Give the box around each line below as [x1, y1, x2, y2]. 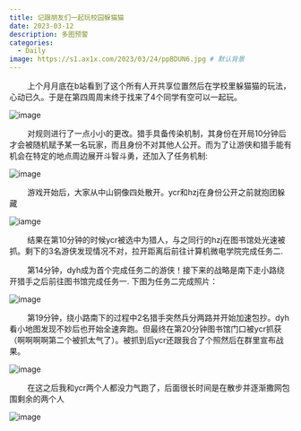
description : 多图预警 [9, 30, 89, 39]
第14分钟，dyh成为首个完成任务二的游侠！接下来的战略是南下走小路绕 [26, 265, 285, 275]
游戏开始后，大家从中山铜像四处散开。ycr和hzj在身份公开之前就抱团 [26, 187, 278, 197]
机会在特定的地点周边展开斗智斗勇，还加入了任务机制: [9, 151, 209, 161]
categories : [9, 38, 54, 47]
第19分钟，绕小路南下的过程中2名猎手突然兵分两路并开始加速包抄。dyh [26, 313, 289, 323]
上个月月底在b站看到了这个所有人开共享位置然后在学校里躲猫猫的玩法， [26, 81, 291, 91]
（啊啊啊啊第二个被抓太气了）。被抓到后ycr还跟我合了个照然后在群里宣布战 [9, 335, 284, 345]
